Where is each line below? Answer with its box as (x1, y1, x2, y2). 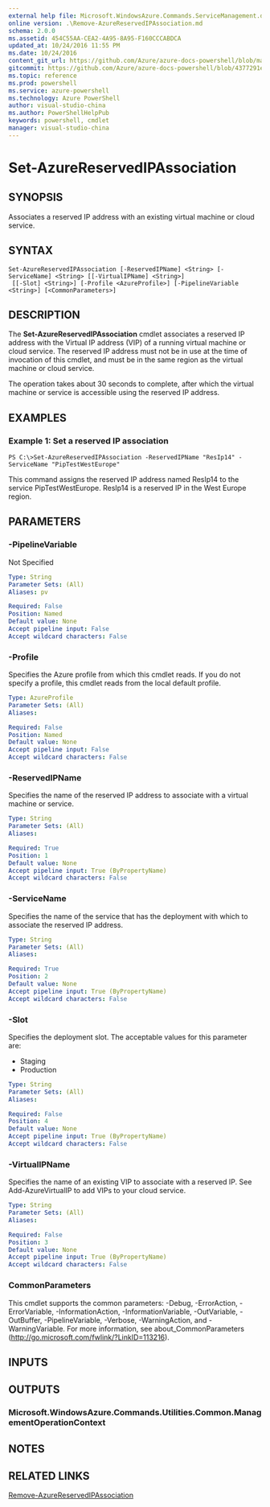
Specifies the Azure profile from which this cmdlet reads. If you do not (8, 669, 241, 680)
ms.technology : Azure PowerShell (8, 94, 121, 102)
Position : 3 (8, 1238, 48, 1246)
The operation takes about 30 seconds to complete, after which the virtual (8, 379, 255, 389)
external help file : (8, 11, 78, 20)
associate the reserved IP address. (8, 920, 123, 929)
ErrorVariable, (8, 1307, 55, 1316)
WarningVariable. (8, 1324, 66, 1333)
